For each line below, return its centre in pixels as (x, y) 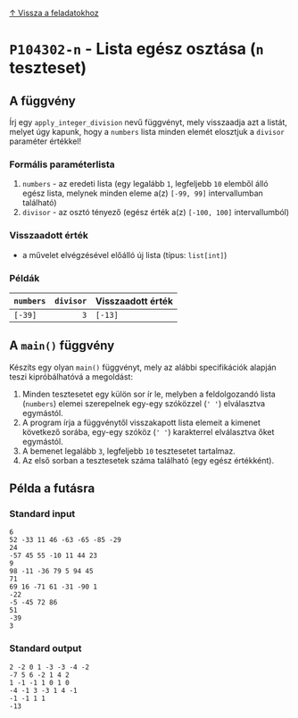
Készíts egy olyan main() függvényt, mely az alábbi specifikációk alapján (143, 367)
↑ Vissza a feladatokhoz (54, 13)
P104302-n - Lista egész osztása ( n (137, 49)
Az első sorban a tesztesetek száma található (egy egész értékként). (148, 460)
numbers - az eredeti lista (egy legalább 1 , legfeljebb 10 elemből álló (145, 184)
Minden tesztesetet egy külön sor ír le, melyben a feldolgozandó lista (149, 394)
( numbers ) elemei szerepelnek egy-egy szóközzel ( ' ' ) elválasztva (144, 403)
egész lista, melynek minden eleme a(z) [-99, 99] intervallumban (142, 193)
